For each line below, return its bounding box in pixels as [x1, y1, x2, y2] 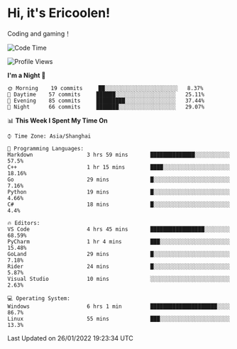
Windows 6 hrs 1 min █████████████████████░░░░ [7, 303, 231, 310]
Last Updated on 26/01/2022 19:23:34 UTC [7, 333, 133, 342]
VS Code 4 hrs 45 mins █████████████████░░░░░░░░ [7, 226, 231, 233]
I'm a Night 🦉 [7, 71, 46, 79]
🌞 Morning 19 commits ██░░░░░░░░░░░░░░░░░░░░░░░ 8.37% [7, 84, 204, 92]
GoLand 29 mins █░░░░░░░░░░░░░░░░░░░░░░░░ [7, 250, 231, 257]
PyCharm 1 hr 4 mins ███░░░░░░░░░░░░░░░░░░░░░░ [7, 238, 231, 245]
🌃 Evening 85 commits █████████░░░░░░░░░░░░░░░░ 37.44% [7, 97, 204, 104]
